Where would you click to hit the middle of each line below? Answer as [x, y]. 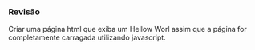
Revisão [24, 12]
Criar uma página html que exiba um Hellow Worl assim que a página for [127, 29]
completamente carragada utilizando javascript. [87, 37]
